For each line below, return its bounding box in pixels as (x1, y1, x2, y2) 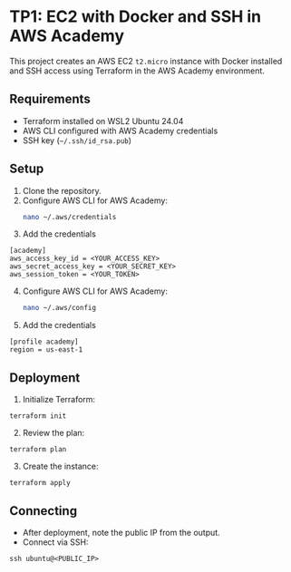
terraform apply (9, 479, 71, 488)
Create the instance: (22, 461, 99, 472)
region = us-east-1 (9, 345, 83, 354)
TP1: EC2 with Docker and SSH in (9, 6, 262, 27)
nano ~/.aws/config (22, 304, 97, 313)
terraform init (9, 412, 67, 421)
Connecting (9, 503, 78, 519)
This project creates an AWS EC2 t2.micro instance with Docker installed (9, 55, 283, 66)
